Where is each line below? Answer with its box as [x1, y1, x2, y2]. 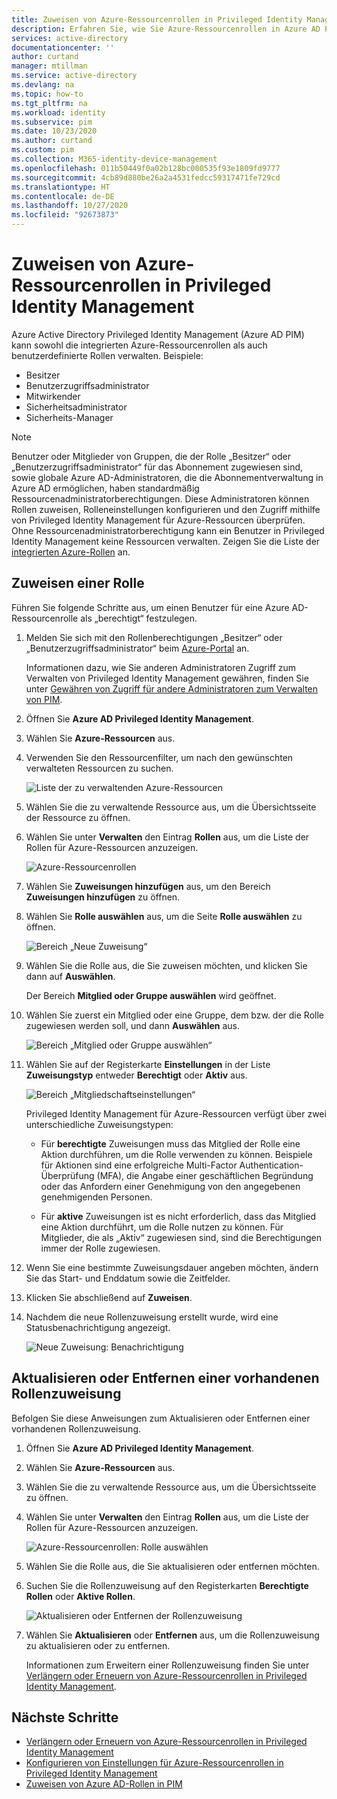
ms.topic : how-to [11, 89, 84, 99]
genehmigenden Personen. [40, 1191, 153, 1203]
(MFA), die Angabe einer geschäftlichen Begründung [96, 1169, 314, 1181]
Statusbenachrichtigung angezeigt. [25, 1321, 171, 1333]
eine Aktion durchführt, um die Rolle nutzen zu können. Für [40, 1221, 284, 1233]
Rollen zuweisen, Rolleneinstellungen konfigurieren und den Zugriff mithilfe [11, 503, 321, 515]
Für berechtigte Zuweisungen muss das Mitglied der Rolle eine [40, 1137, 301, 1150]
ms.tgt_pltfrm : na [11, 98, 88, 108]
